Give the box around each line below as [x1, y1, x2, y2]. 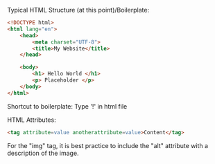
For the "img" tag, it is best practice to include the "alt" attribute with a [7, 141, 209, 149]
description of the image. [7, 149, 79, 157]
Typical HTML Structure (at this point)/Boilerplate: [7, 6, 150, 14]
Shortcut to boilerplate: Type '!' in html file [7, 102, 128, 110]
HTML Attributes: [7, 116, 57, 124]
